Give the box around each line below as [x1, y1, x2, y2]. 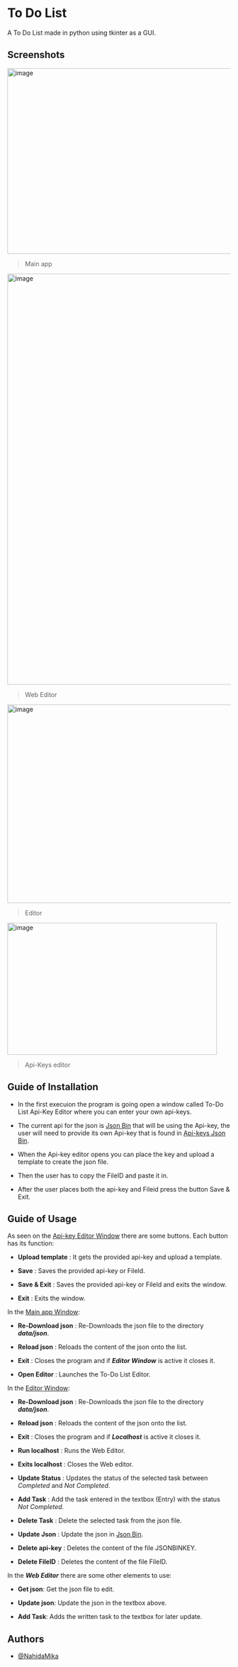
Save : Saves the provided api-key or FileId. [17, 1267, 145, 1275]
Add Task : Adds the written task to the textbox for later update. [17, 1612, 203, 1621]
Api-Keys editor [24, 1061, 71, 1069]
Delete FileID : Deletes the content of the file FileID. [17, 1557, 168, 1566]
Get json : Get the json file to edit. [17, 1585, 115, 1593]
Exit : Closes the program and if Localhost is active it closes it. [17, 1433, 201, 1441]
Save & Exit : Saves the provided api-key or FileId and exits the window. [17, 1280, 227, 1289]
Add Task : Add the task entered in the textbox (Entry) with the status [17, 1495, 221, 1503]
